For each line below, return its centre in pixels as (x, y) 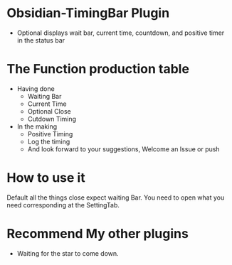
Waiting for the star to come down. (68, 253)
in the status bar (41, 40)
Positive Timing (50, 134)
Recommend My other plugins (98, 234)
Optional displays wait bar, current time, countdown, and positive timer (121, 33)
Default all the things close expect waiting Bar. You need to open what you (116, 198)
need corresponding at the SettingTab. (63, 205)
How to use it (46, 178)
